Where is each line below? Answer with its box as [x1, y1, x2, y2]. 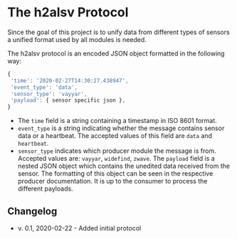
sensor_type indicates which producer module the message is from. [17, 147, 216, 155]
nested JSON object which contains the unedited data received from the [17, 161, 230, 171]
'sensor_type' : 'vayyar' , [10, 90, 88, 97]
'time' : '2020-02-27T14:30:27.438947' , [10, 77, 130, 84]
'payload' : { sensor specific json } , [10, 97, 126, 104]
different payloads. [17, 184, 73, 193]
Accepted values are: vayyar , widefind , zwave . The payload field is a [17, 154, 215, 163]
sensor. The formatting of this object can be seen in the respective [17, 169, 214, 178]
